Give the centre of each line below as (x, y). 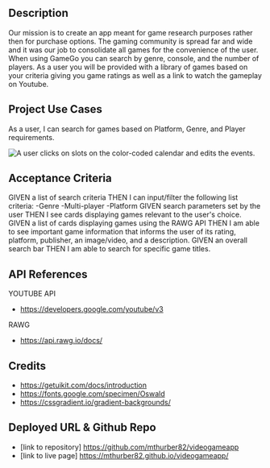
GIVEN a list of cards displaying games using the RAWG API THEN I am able (134, 223)
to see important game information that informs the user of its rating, (122, 232)
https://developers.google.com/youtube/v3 (91, 309)
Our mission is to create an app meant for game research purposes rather (131, 32)
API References (48, 274)
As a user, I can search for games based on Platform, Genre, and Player (127, 129)
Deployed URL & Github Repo (82, 427)
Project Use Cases (56, 109)
